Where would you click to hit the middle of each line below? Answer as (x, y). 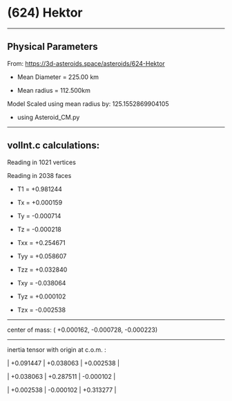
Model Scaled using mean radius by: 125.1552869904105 (88, 104)
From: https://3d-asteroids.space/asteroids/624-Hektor (86, 63)
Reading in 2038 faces (39, 175)
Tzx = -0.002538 (41, 310)
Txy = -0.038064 (41, 283)
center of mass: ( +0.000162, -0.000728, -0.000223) (82, 330)
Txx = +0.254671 (41, 242)
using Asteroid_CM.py (48, 117)
